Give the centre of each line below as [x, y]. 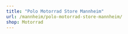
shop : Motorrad [25, 22]
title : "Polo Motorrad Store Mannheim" [55, 11]
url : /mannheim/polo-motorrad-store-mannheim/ [64, 17]
